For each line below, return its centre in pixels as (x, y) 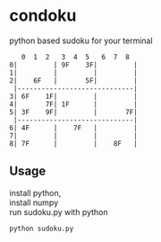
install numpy (34, 202)
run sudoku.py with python (59, 211)
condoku (43, 16)
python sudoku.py (42, 229)
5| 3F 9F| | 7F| (74, 112)
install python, (35, 193)
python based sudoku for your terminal (81, 40)
